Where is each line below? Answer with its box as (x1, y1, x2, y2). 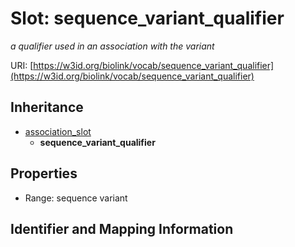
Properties (10, 165, 78, 182)
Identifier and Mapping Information (10, 220, 234, 237)
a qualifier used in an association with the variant (10, 40, 215, 52)
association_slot (24, 125, 92, 137)
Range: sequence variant (24, 192, 128, 204)
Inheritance (10, 99, 84, 116)
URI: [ (10, 59, 34, 71)
